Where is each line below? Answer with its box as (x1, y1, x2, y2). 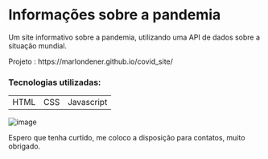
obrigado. (8, 141, 41, 151)
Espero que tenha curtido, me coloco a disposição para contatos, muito (8, 133, 245, 143)
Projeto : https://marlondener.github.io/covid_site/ (8, 56, 173, 66)
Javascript (67, 97, 108, 108)
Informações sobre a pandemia (8, 6, 221, 24)
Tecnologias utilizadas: (8, 77, 101, 88)
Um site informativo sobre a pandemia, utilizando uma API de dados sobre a (8, 32, 260, 42)
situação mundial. (8, 40, 67, 50)
